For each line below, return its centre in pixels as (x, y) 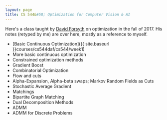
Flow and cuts (27, 75)
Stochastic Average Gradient (42, 86)
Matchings (23, 91)
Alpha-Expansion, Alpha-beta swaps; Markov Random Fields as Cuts (83, 81)
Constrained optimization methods (48, 59)
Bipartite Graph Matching (38, 97)
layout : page (19, 10)
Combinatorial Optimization (40, 70)
